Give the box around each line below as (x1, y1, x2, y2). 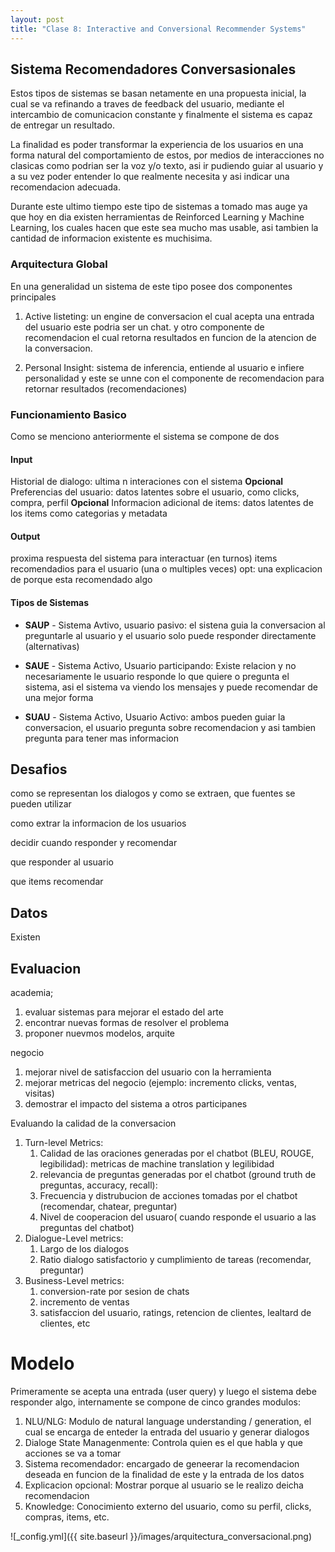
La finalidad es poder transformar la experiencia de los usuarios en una (10, 139, 304, 151)
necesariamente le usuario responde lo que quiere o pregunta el (24, 670, 290, 682)
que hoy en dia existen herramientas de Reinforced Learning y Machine (10, 211, 305, 223)
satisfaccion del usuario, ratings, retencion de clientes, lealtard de (39, 1306, 312, 1318)
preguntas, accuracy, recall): (39, 1179, 158, 1191)
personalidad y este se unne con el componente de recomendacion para (24, 372, 325, 384)
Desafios (10, 761, 68, 778)
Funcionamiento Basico (10, 407, 127, 421)
